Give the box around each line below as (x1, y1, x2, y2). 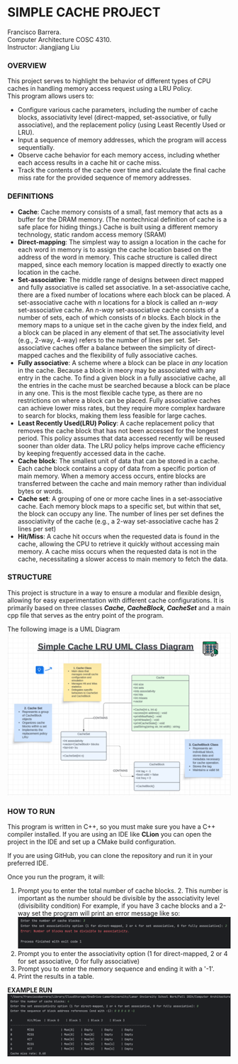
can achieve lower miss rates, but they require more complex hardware (17, 403, 225, 412)
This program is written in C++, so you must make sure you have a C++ (7, 823, 216, 831)
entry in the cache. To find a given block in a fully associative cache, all (17, 374, 226, 382)
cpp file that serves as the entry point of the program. (7, 611, 164, 619)
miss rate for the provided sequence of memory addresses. (17, 173, 191, 182)
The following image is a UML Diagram (7, 624, 120, 633)
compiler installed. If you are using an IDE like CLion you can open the (7, 830, 212, 839)
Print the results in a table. (17, 972, 94, 981)
